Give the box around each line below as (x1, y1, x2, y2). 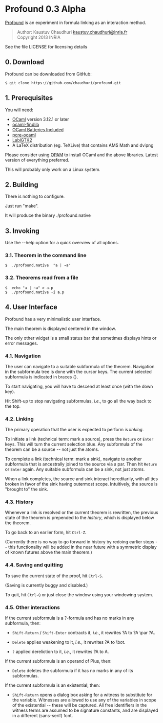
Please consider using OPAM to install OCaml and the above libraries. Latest (5, 152, 158, 158)
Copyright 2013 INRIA (17, 34, 61, 40)
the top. (5, 403, 21, 409)
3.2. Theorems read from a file (5, 274, 79, 281)
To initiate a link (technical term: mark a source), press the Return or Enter (5, 436, 154, 442)
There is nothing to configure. (5, 193, 65, 199)
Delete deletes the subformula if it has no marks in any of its (12, 668, 133, 674)
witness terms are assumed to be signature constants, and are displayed (12, 707, 159, 713)
